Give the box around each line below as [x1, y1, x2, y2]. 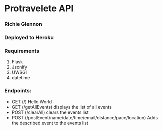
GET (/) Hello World [11, 98, 52, 105]
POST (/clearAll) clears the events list [11, 109, 89, 115]
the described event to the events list [11, 120, 88, 126]
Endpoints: [4, 87, 32, 94]
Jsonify [11, 64, 28, 70]
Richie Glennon [4, 21, 43, 28]
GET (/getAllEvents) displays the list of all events [11, 104, 112, 110]
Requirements [4, 47, 40, 54]
